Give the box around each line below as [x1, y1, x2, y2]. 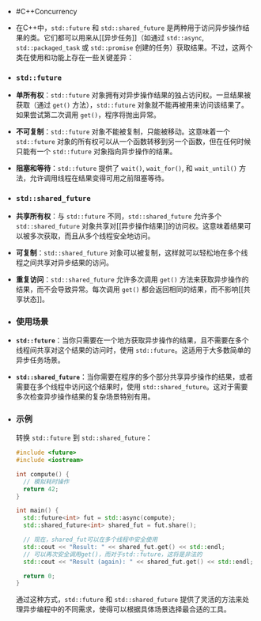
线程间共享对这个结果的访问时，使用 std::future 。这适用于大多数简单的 [15, 345, 252, 354]
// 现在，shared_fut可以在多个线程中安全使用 [23, 536, 158, 544]
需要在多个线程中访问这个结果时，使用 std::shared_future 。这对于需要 [15, 381, 248, 391]
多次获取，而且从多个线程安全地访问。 [29, 231, 155, 240]
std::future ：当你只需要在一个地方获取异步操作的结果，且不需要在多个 [15, 335, 249, 345]
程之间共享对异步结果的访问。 [15, 257, 113, 267]
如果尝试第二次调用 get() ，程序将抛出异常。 [15, 110, 161, 119]
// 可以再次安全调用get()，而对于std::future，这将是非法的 [23, 550, 203, 559]
